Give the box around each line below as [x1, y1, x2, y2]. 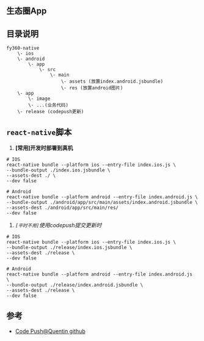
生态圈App [6, 6, 47, 17]
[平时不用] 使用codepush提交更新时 [15, 222, 102, 229]
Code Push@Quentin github [15, 327, 86, 335]
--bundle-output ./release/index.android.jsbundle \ [6, 282, 144, 288]
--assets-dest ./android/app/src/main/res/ [6, 204, 119, 211]
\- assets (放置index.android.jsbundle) [60, 78, 164, 84]
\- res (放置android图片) [60, 85, 123, 91]
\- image [28, 96, 51, 102]
